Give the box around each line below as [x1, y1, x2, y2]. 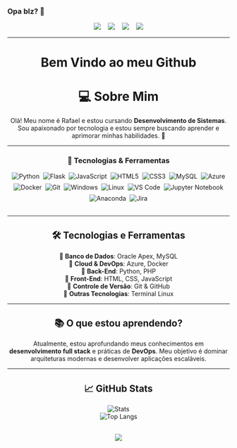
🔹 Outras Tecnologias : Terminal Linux [63, 289, 174, 297]
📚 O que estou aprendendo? [54, 317, 183, 329]
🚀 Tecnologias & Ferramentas [67, 155, 170, 165]
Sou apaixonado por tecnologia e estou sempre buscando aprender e [17, 124, 220, 133]
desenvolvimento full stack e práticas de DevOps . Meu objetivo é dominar [9, 347, 228, 355]
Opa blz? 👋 [7, 6, 45, 16]
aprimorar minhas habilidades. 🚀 [71, 131, 166, 140]
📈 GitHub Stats [84, 382, 153, 394]
